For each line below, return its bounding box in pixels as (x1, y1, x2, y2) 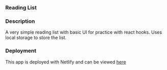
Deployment (5, 47, 37, 54)
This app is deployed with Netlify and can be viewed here (5, 59, 126, 65)
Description (5, 17, 35, 24)
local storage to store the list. (5, 34, 67, 41)
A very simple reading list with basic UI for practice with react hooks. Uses (5, 29, 162, 36)
